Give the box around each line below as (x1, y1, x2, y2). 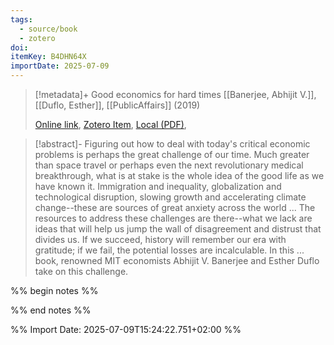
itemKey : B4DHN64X (10, 52, 87, 62)
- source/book (19, 24, 78, 34)
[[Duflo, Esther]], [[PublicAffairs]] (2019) (34, 99, 201, 111)
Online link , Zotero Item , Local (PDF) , (34, 119, 187, 130)
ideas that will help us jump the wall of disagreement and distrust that (34, 223, 322, 235)
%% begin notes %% (10, 285, 99, 296)
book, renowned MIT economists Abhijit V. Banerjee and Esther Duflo (34, 255, 320, 266)
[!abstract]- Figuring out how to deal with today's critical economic (34, 138, 311, 150)
